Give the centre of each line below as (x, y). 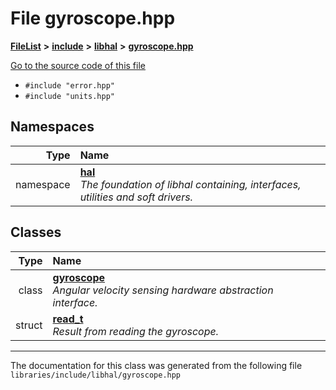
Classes (36, 232)
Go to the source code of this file (78, 65)
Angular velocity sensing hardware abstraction (163, 290)
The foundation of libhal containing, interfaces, (190, 184)
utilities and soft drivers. (136, 197)
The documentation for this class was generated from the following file (156, 365)
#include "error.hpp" (69, 85)
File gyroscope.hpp (93, 18)
